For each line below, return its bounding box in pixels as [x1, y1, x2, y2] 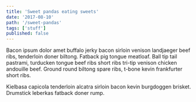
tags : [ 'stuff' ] [6, 25, 46, 31]
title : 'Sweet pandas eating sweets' [6, 8, 99, 15]
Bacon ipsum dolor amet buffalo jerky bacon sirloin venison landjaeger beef [6, 47, 191, 54]
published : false [6, 31, 49, 37]
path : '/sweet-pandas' [6, 19, 62, 25]
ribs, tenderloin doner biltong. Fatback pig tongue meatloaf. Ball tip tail [6, 53, 177, 60]
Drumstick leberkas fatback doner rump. [6, 90, 105, 97]
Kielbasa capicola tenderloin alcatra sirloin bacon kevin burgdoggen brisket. [6, 83, 191, 90]
